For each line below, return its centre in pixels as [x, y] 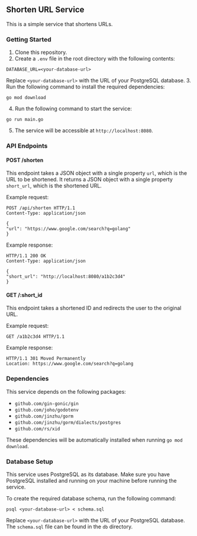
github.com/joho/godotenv [46, 410]
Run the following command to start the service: [73, 109]
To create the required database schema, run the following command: [91, 499]
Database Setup [30, 461]
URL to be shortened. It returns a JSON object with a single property [90, 180]
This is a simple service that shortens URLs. [59, 24]
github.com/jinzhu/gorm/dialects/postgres [68, 422]
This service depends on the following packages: [66, 391]
